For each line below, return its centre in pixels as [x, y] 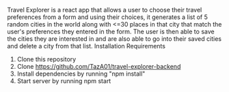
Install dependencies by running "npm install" [81, 74]
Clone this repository [46, 59]
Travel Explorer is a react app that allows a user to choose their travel [105, 10]
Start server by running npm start [64, 81]
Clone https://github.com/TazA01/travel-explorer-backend [99, 66]
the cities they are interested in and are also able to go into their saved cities [114, 39]
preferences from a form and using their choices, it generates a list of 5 [108, 17]
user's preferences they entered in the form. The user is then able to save [111, 31]
